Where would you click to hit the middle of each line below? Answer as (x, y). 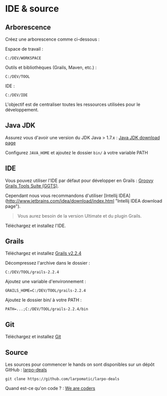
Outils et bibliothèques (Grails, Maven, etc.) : (51, 67)
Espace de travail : (24, 49)
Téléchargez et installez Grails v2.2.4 (43, 253)
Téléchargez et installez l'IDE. (35, 226)
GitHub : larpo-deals (26, 370)
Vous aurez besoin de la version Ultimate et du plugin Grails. (79, 216)
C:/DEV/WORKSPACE (23, 58)
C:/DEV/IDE (16, 95)
